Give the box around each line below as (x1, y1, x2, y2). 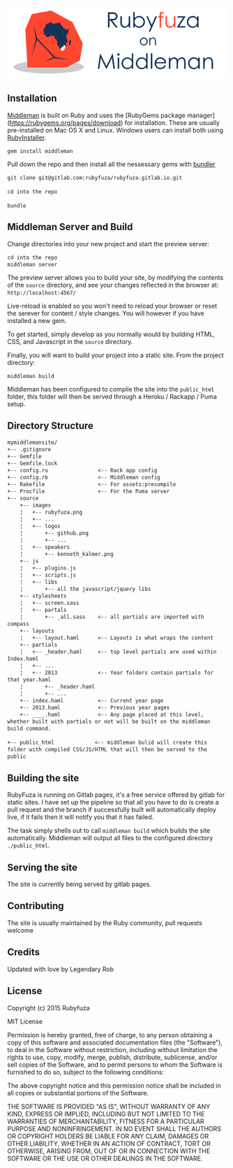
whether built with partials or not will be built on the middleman (7, 718, 211, 726)
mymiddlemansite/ (7, 439, 58, 447)
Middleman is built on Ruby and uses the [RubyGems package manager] (7, 111, 215, 119)
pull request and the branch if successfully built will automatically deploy (7, 805, 217, 814)
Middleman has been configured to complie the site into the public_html (7, 384, 215, 393)
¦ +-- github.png (20, 530, 89, 537)
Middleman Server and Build (7, 221, 133, 233)
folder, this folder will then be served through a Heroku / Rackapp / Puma (7, 392, 218, 400)
